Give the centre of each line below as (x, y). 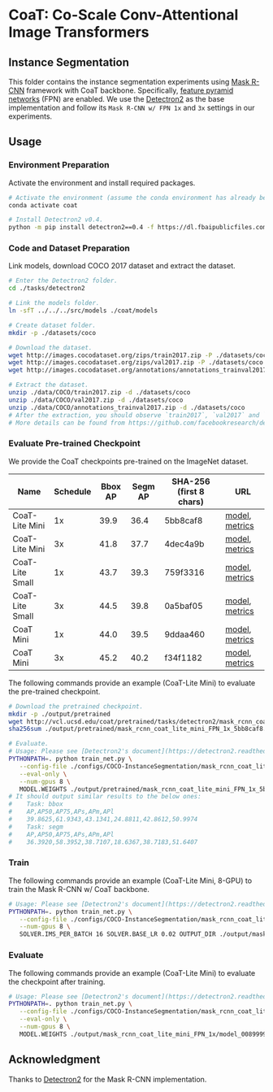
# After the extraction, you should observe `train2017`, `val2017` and (134, 415)
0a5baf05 (184, 606)
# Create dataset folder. (52, 325)
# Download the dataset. (50, 347)
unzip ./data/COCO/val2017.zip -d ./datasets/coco (96, 400)
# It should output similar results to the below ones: (105, 797)
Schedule (73, 491)
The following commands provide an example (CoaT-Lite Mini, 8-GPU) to (130, 881)
